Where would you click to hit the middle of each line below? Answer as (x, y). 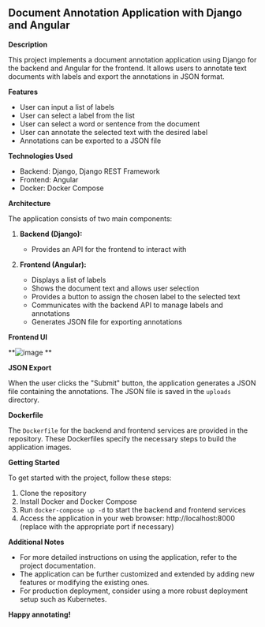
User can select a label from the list (77, 115)
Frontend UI (28, 337)
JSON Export (30, 367)
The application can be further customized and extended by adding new (137, 574)
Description (28, 44)
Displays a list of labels (69, 280)
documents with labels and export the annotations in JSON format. (116, 76)
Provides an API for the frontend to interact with (109, 249)
